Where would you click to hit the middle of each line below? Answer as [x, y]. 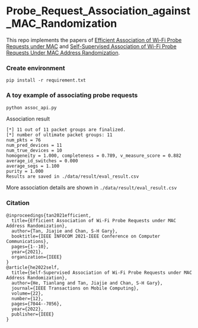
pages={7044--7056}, [37, 304]
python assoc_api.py [32, 108]
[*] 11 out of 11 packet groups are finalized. [66, 130]
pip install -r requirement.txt [46, 81]
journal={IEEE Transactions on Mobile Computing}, [75, 288]
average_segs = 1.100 [33, 166]
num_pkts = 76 [24, 140]
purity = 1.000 [25, 171]
